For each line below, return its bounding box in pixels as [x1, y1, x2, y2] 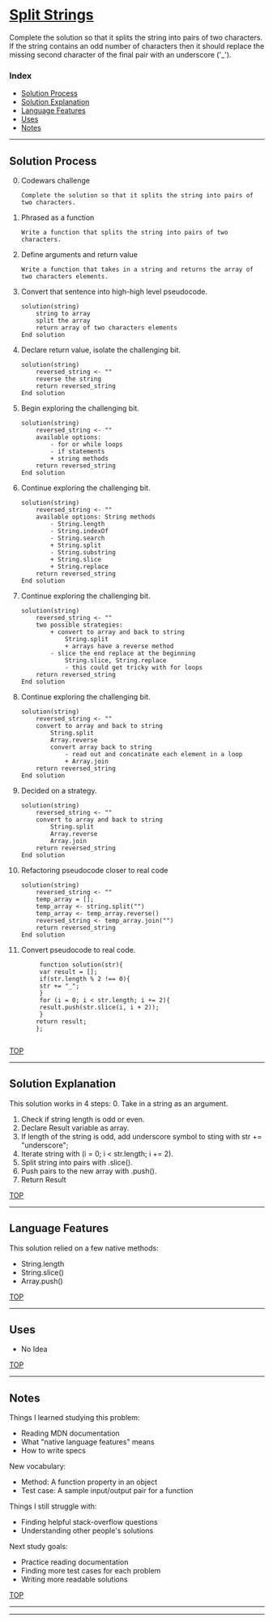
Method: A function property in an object [20, 1477, 157, 1487]
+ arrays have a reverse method [64, 643, 174, 651]
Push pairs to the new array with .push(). [20, 1166, 157, 1176]
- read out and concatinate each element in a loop [64, 751, 243, 759]
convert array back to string [50, 743, 152, 751]
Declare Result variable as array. [20, 1122, 130, 1133]
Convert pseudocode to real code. [20, 945, 136, 955]
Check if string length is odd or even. [20, 1114, 145, 1124]
